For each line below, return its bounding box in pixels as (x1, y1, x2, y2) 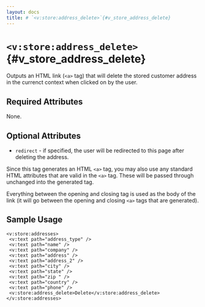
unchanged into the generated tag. (6, 179, 94, 186)
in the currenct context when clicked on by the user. (6, 79, 138, 86)
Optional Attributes (6, 130, 81, 141)
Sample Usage (6, 214, 63, 225)
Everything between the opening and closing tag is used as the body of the (6, 190, 196, 198)
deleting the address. (15, 153, 69, 161)
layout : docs (6, 9, 40, 15)
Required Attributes (6, 96, 83, 107)
